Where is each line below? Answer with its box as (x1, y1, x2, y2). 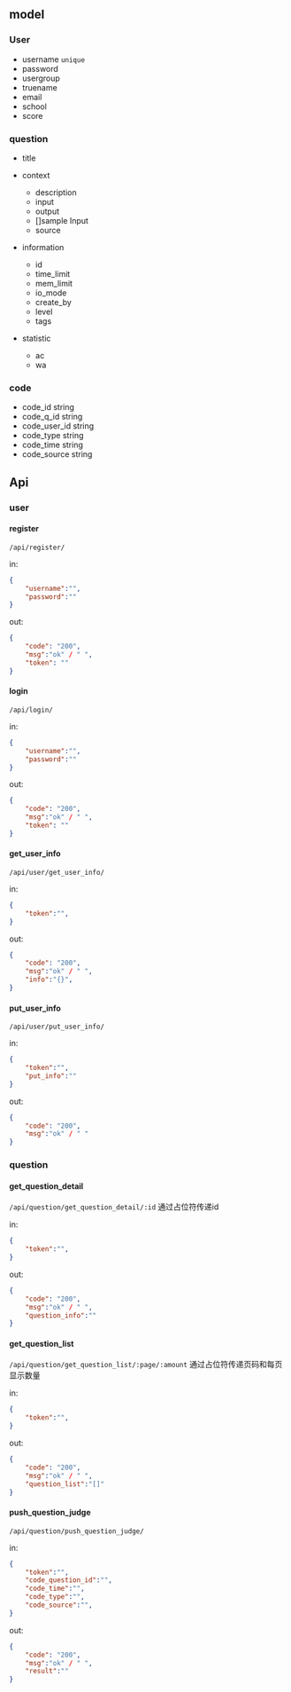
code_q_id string (21, 412, 83, 422)
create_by (34, 296, 73, 307)
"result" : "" (25, 1667, 69, 1676)
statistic (21, 333, 51, 343)
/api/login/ (9, 705, 53, 714)
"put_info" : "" (25, 1071, 77, 1081)
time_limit (34, 268, 71, 279)
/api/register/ (9, 543, 65, 552)
